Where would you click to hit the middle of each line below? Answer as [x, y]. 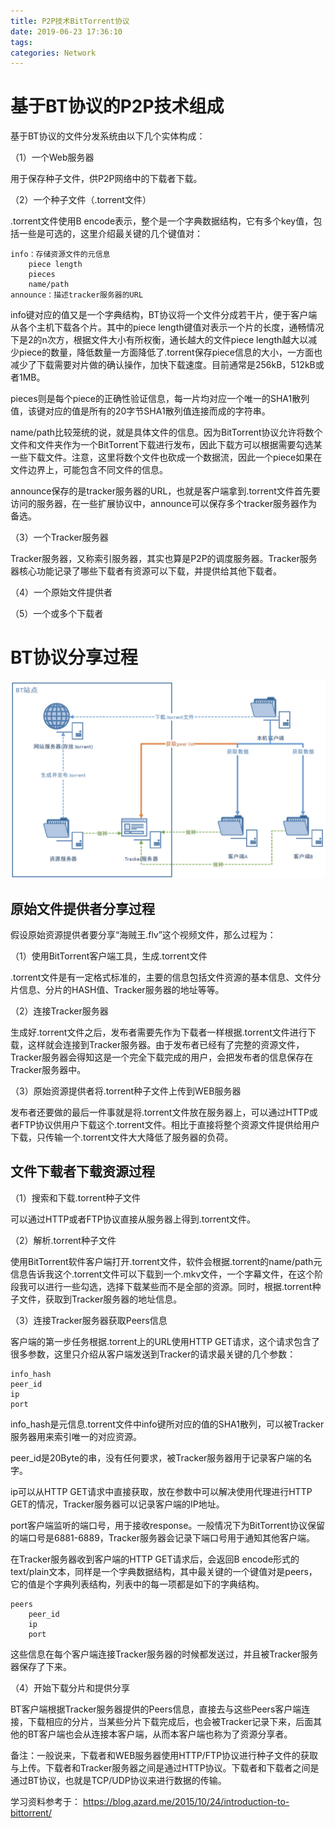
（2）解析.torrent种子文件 [63, 1240]
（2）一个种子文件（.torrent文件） [81, 200]
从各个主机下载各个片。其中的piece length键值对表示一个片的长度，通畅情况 [167, 327]
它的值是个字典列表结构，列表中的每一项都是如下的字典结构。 [137, 1584]
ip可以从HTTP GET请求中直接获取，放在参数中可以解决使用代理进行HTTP [161, 1491]
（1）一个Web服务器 [52, 157]
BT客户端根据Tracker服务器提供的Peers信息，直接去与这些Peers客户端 [156, 1709]
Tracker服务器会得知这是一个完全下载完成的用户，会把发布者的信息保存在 [162, 1057]
